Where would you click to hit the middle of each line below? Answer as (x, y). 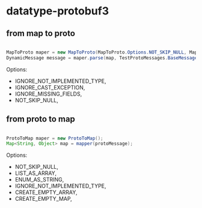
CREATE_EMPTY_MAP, (43, 199)
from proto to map (41, 119)
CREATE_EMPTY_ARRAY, (46, 192)
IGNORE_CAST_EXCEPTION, (50, 87)
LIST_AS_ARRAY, (36, 173)
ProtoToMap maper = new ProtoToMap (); (55, 138)
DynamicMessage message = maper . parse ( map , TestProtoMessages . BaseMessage (102, 58)
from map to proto (41, 33)
